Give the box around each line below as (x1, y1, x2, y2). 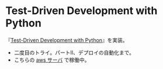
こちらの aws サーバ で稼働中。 (13, 56, 90, 63)
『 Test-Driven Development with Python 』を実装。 (5, 36, 128, 43)
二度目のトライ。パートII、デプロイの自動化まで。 (13, 49, 135, 56)
